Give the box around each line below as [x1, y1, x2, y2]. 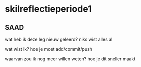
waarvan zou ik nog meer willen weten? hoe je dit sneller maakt [5, 56, 136, 62]
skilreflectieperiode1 [5, 3, 92, 15]
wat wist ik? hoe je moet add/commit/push [5, 46, 92, 52]
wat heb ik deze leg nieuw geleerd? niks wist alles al [5, 36, 113, 42]
